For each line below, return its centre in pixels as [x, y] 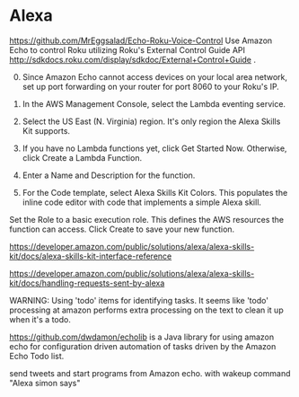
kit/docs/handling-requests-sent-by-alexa [87, 283]
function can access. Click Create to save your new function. [122, 229]
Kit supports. [46, 130]
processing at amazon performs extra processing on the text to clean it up [147, 310]
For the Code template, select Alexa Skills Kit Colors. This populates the [155, 192]
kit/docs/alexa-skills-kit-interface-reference [91, 256]
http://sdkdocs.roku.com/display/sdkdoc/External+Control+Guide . [133, 59]
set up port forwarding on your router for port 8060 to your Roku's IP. [151, 86]
